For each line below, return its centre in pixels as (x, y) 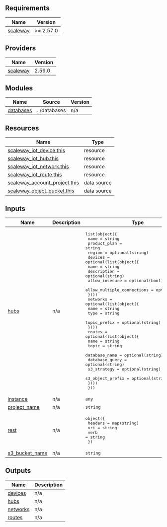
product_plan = (105, 244)
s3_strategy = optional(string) (124, 369)
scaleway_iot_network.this (38, 167)
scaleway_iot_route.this (35, 175)
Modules (19, 88)
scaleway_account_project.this (43, 183)
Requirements (27, 8)
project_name (24, 407)
